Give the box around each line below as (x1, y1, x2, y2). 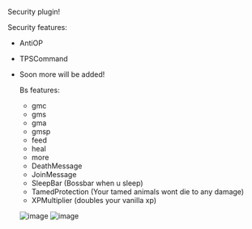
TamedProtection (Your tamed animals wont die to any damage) (31, 187, 245, 197)
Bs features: (19, 85, 60, 95)
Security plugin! (7, 7, 61, 16)
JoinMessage (31, 170, 77, 179)
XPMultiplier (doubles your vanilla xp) (31, 196, 157, 205)
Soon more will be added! (19, 70, 105, 79)
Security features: (7, 23, 68, 32)
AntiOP (19, 38, 44, 48)
